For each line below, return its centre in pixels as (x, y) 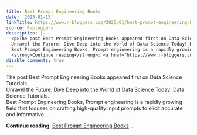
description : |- (26, 33)
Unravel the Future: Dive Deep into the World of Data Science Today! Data (95, 89)
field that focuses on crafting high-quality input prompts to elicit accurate (94, 108)
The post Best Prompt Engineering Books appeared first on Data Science (94, 77)
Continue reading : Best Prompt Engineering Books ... (70, 126)
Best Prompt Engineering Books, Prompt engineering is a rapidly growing (94, 102)
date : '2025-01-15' (30, 17)
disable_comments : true (35, 60)
